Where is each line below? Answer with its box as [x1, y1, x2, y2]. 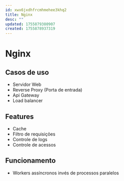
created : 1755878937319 [5, 26, 56, 31]
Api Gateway [12, 92, 39, 99]
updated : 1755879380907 [5, 21, 56, 27]
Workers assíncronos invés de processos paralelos [12, 170, 119, 176]
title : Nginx [5, 12, 33, 17]
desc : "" [5, 17, 24, 22]
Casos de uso [5, 68, 49, 76]
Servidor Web [12, 81, 42, 87]
